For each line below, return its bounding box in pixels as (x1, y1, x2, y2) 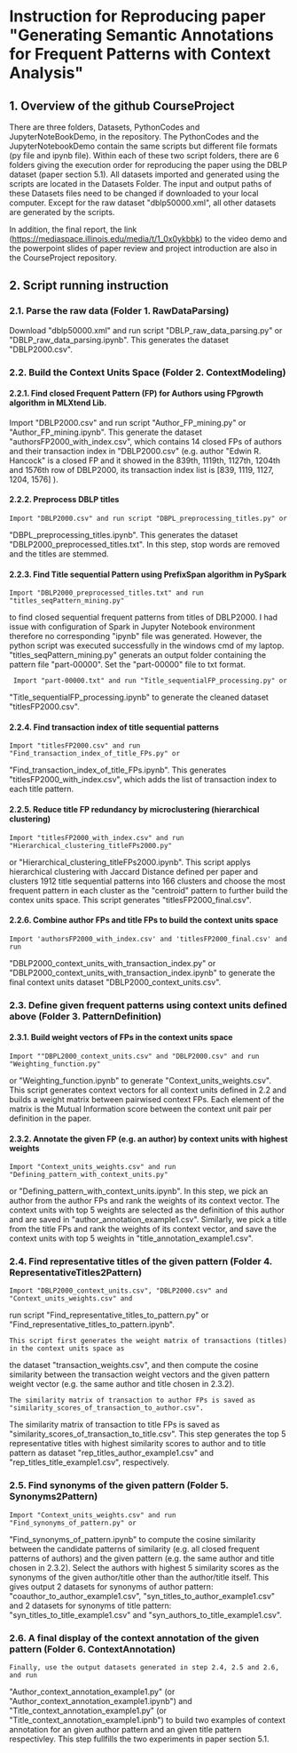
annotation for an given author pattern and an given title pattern (9, 1725, 242, 1735)
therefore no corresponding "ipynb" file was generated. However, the (9, 631, 262, 642)
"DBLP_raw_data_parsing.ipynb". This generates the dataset (9, 334, 229, 345)
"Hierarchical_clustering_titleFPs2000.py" (9, 841, 173, 850)
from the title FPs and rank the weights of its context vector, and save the (9, 1224, 277, 1235)
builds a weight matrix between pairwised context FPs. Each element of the (9, 1093, 285, 1104)
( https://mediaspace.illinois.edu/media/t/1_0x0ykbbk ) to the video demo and (9, 234, 287, 244)
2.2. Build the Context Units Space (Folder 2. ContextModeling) (9, 366, 286, 379)
